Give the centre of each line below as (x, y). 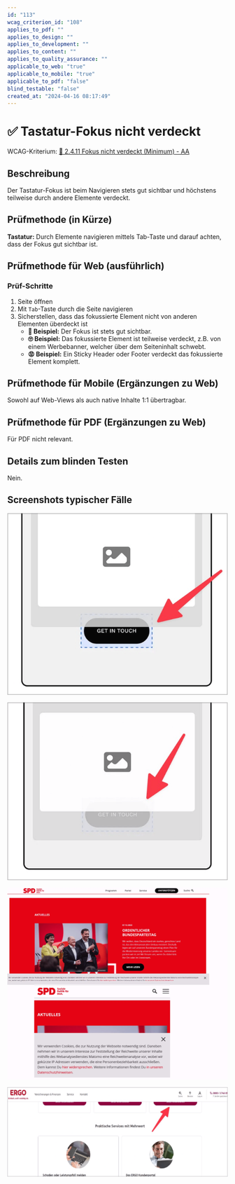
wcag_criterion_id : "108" (45, 22)
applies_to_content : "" (42, 52)
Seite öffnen (35, 301)
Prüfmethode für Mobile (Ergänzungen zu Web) (113, 383)
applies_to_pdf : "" (36, 29)
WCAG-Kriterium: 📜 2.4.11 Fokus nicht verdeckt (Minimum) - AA (99, 151)
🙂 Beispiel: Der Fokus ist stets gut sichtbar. (90, 331)
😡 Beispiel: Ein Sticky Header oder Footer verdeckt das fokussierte (125, 354)
